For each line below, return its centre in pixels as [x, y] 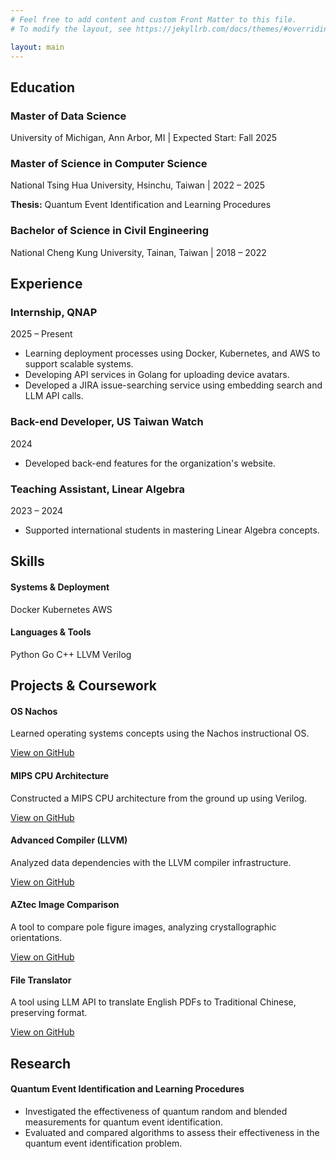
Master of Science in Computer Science [109, 163]
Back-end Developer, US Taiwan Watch [107, 422]
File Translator [41, 980]
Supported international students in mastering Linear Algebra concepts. [172, 530]
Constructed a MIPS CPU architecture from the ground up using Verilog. [159, 798]
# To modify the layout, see [71, 29]
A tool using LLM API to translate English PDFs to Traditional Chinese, [153, 1002]
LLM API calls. [54, 396]
